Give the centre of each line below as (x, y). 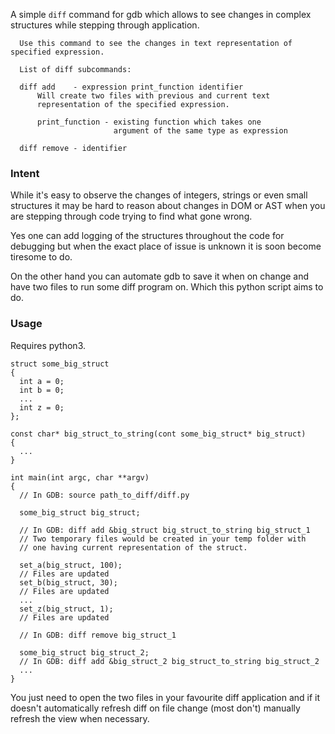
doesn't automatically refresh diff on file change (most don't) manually (155, 708)
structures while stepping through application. (105, 25)
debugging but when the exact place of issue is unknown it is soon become (166, 246)
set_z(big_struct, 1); (66, 609)
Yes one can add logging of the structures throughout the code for (147, 236)
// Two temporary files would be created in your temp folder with (163, 539)
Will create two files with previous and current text (153, 96)
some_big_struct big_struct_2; (84, 652)
